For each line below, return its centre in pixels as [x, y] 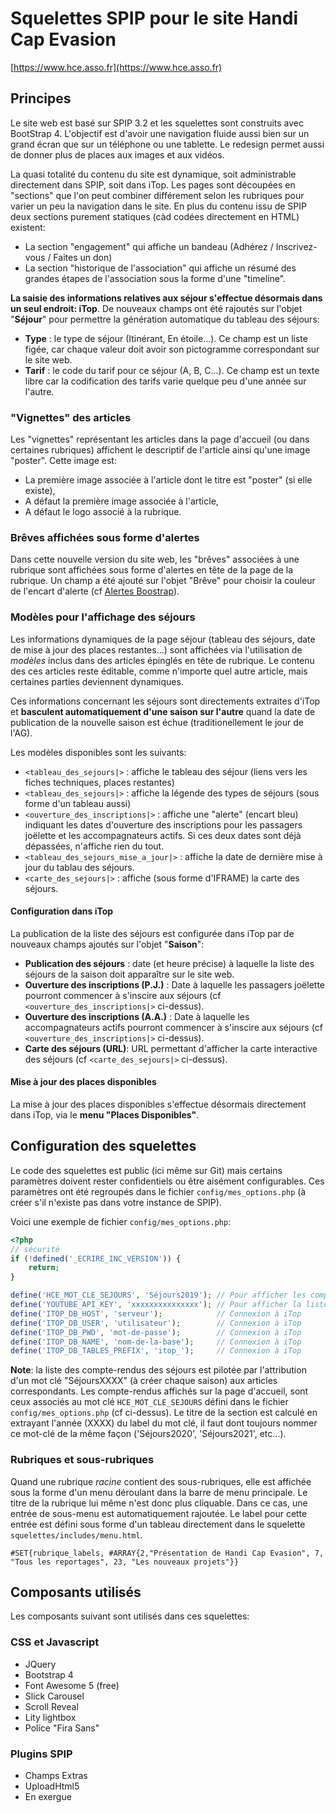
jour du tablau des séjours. [79, 867]
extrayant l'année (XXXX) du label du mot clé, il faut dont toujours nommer [164, 1423]
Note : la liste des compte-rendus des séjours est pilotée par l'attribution [158, 1370]
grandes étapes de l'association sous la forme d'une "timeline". [155, 278]
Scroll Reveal [51, 1706]
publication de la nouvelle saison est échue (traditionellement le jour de [157, 722]
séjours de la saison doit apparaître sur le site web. [129, 974]
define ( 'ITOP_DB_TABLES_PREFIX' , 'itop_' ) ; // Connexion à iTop [156, 1351]
